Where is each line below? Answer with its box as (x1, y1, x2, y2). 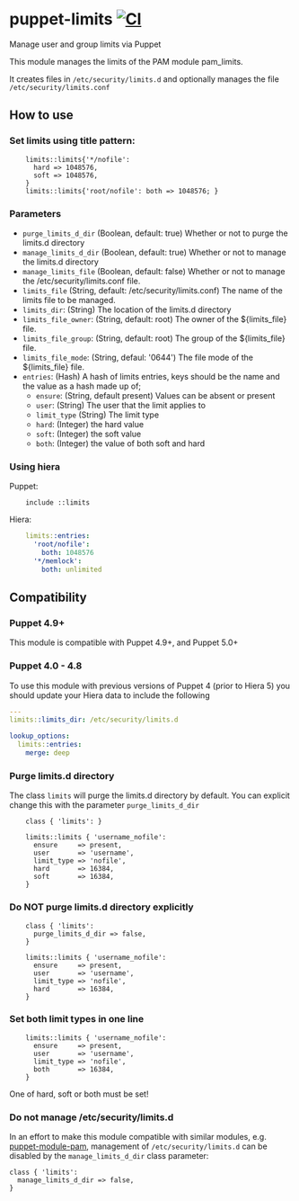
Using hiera (9, 460, 61, 472)
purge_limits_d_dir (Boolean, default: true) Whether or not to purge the (22, 228, 289, 238)
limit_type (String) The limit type (35, 409, 160, 420)
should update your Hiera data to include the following (9, 689, 210, 701)
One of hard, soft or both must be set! (9, 1089, 149, 1099)
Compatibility (9, 589, 87, 605)
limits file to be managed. (22, 294, 117, 305)
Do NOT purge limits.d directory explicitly (9, 901, 195, 913)
